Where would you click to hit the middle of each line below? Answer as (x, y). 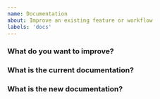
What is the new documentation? (65, 89)
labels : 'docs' (30, 27)
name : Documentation (38, 14)
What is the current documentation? (70, 70)
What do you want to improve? (61, 51)
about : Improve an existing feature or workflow (80, 20)
